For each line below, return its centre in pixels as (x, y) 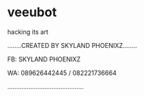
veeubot (32, 12)
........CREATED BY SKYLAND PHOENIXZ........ (72, 45)
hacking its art (28, 32)
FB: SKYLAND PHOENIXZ (44, 59)
